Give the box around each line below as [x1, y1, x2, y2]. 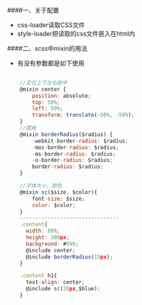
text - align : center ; [25, 279, 85, 286]
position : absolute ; [32, 92, 91, 99]
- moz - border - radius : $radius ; [32, 144, 119, 151]
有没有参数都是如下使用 [17, 59, 85, 67]
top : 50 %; [32, 99, 60, 106]
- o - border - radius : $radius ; [32, 157, 113, 164]
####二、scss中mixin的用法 [7, 44, 88, 52]
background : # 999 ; [25, 240, 79, 247]
